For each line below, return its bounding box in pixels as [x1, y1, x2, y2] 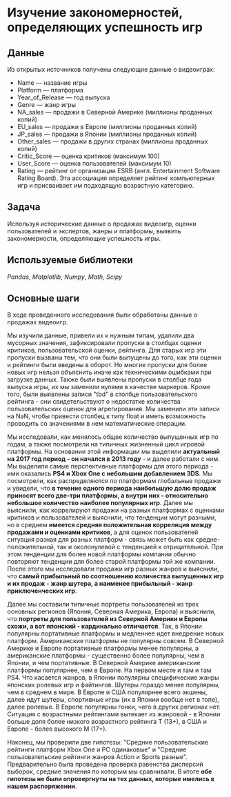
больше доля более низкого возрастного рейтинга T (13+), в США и [7, 718, 207, 726]
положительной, [7, 543, 56, 551]
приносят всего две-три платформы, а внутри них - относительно [7, 491, 209, 500]
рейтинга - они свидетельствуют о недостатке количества [7, 397, 181, 406]
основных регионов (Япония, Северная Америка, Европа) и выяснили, [7, 607, 216, 616]
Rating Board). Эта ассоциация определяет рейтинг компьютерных [17, 174, 215, 182]
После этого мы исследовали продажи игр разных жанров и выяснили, [7, 564, 219, 573]
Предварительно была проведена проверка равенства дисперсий [7, 760, 203, 769]
